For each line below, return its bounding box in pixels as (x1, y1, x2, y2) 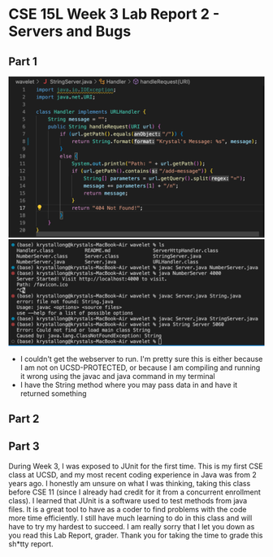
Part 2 (8, 412, 40, 426)
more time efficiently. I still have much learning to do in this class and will (8, 513, 253, 523)
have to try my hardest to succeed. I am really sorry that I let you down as (8, 521, 255, 531)
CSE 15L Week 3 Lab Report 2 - (8, 5, 220, 24)
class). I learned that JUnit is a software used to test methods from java (8, 495, 248, 505)
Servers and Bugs (8, 22, 132, 41)
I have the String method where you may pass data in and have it (19, 380, 238, 389)
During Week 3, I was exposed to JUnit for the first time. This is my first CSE (8, 461, 263, 471)
